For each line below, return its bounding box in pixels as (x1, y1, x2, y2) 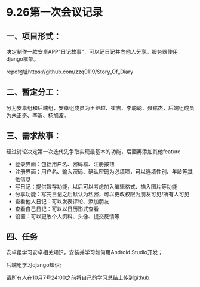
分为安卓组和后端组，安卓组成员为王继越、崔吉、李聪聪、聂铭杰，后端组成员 (6, 104, 195, 111)
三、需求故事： (6, 131, 61, 141)
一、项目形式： (6, 31, 61, 41)
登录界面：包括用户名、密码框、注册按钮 (14, 161, 115, 168)
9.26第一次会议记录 (6, 5, 103, 19)
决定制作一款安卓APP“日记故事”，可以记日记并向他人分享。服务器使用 (6, 48, 178, 55)
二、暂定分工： (6, 87, 61, 97)
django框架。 (6, 55, 39, 63)
